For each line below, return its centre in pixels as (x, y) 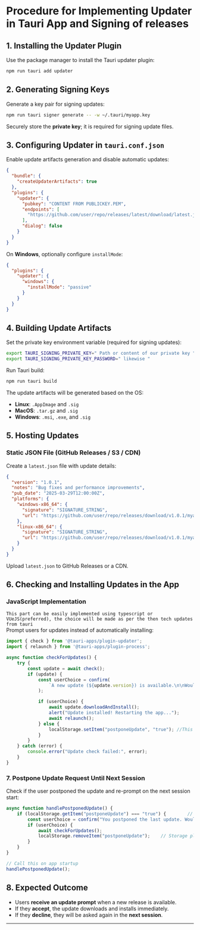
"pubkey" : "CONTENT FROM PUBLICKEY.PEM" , (74, 204)
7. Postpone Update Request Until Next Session (76, 778)
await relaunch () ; (71, 718)
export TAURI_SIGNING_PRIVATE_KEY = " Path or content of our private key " (101, 354)
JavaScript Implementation (46, 601)
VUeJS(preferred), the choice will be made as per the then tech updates (100, 619)
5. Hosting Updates (43, 436)
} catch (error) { (40, 746)
